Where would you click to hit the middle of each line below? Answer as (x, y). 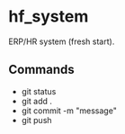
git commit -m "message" (69, 111)
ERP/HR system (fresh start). (62, 41)
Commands (42, 70)
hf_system (49, 17)
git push (36, 120)
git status (39, 91)
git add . (37, 101)
